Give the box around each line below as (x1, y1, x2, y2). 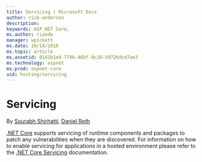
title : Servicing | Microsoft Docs (6, 9, 97, 15)
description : (6, 20, 40, 26)
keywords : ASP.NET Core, (6, 26, 70, 32)
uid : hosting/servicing (6, 71, 67, 77)
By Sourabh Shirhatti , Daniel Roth (6, 118, 91, 125)
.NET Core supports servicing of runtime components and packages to (6, 129, 185, 137)
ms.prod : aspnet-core (6, 65, 62, 72)
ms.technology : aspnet (6, 60, 64, 66)
